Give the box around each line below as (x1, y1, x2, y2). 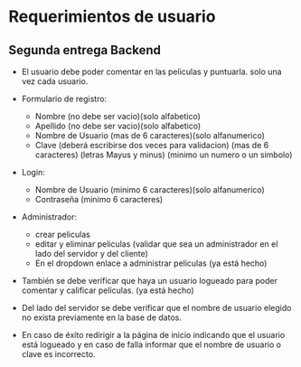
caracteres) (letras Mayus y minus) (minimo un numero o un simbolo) (34, 149, 293, 160)
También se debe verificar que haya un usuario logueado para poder (21, 276, 277, 286)
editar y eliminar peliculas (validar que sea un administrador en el (34, 239, 278, 249)
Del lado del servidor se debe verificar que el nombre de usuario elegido (21, 303, 292, 313)
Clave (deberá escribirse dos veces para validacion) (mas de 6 (34, 140, 269, 150)
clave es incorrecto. (21, 349, 96, 359)
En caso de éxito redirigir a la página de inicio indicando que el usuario (21, 330, 286, 340)
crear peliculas (34, 229, 91, 240)
